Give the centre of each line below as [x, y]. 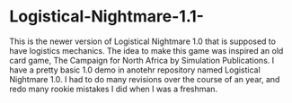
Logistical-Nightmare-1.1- [107, 17]
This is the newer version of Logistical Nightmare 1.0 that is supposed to [143, 41]
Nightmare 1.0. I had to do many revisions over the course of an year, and [145, 79]
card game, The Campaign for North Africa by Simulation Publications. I [142, 60]
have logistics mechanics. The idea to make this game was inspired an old [146, 50]
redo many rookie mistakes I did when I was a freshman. [114, 89]
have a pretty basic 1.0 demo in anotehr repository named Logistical [135, 70]
